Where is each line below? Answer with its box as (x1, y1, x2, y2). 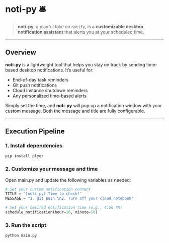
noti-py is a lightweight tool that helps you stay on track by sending (5, 61, 145, 67)
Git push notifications (12, 82, 57, 88)
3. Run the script (5, 221, 47, 228)
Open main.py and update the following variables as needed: (5, 177, 131, 183)
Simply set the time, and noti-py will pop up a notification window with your (5, 102, 162, 108)
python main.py (5, 233, 37, 238)
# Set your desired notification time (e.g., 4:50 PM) (5, 205, 123, 210)
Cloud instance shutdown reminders (12, 87, 88, 93)
